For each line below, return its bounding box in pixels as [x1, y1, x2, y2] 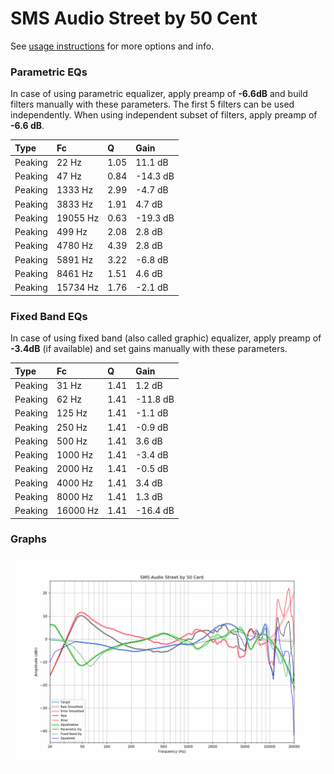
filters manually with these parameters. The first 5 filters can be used [10, 98, 295, 111]
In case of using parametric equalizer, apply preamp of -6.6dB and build [10, 88, 308, 100]
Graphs [10, 532, 47, 546]
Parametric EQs [10, 65, 88, 79]
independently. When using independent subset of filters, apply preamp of [10, 109, 318, 121]
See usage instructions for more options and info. [10, 40, 215, 52]
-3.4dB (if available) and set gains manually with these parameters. [10, 343, 288, 355]
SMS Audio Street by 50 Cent [10, 7, 258, 30]
